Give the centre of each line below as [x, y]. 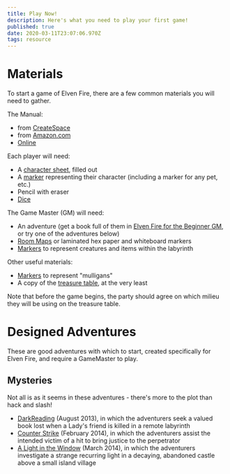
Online [26, 143]
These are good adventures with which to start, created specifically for [109, 351]
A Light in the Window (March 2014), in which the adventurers [106, 448]
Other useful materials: [40, 262]
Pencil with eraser [43, 192]
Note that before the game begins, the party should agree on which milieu [113, 296]
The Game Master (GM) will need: [56, 213]
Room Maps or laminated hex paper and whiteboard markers [104, 241]
